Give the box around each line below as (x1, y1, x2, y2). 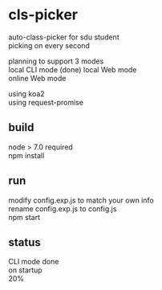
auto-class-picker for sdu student (8, 32, 119, 42)
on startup (8, 265, 43, 275)
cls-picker (8, 6, 79, 24)
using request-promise (8, 97, 84, 107)
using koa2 (8, 88, 46, 98)
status (8, 235, 42, 249)
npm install (8, 150, 45, 160)
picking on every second (8, 40, 91, 50)
